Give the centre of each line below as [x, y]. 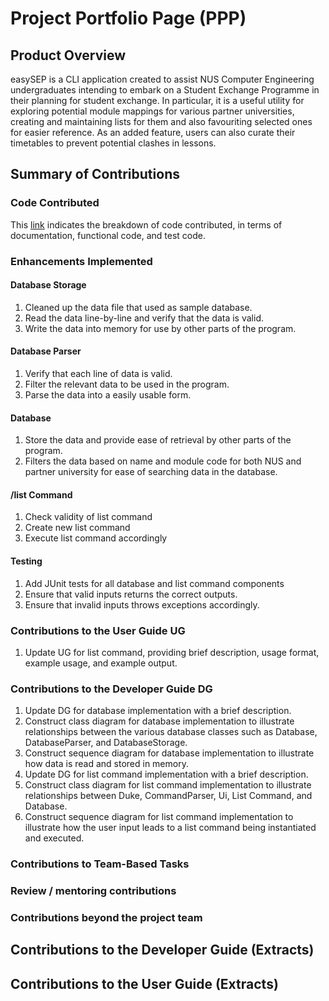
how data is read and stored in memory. [106, 764]
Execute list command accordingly [96, 538]
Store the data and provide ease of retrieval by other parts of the [158, 440]
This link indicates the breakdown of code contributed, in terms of [146, 224]
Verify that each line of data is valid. [98, 374]
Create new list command [77, 528]
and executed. [54, 838]
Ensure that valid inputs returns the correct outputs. [131, 594]
